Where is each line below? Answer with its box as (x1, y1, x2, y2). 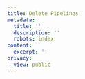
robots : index (13, 36, 54, 43)
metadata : (7, 16, 36, 23)
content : (7, 42, 32, 49)
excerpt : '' (13, 49, 48, 56)
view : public (13, 61, 51, 68)
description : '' (13, 29, 60, 36)
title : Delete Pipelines (7, 10, 79, 17)
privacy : (7, 55, 32, 62)
